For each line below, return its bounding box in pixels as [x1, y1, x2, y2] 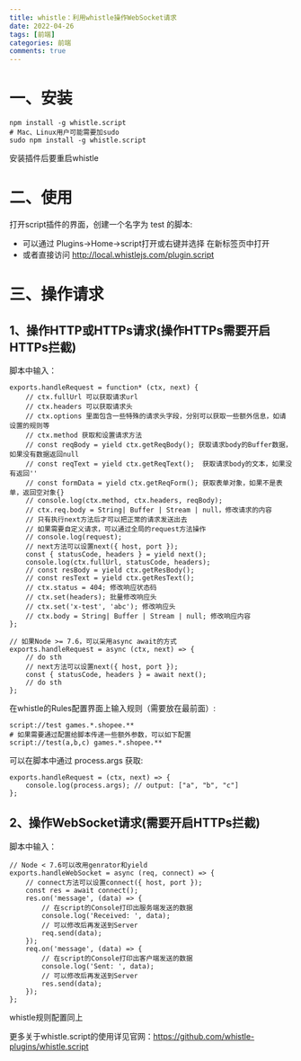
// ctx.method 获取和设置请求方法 [25, 431, 142, 440]
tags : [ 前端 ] [9, 30, 56, 39]
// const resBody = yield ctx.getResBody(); [25, 566, 195, 575]
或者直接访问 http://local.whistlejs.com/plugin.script [22, 249, 215, 260]
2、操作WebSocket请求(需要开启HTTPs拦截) [9, 816, 261, 831]
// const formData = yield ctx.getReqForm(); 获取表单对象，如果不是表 [25, 478, 283, 487]
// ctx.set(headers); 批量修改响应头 [25, 593, 157, 602]
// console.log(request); [25, 532, 123, 541]
